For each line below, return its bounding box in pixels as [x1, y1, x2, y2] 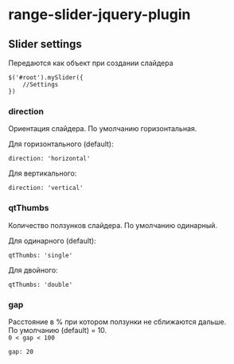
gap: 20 [8, 347, 34, 355]
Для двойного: [8, 265, 58, 275]
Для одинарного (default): [8, 236, 97, 246]
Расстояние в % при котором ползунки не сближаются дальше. [8, 316, 227, 327]
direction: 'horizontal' [8, 155, 91, 163]
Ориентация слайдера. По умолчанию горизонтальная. [8, 124, 197, 134]
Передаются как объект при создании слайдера [8, 58, 174, 68]
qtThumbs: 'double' [8, 281, 73, 288]
